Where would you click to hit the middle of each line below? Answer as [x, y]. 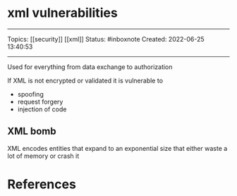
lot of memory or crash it [43, 156]
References [42, 184]
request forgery [40, 102]
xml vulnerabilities [62, 13]
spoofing [30, 94]
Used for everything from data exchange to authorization [90, 67]
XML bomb [32, 131]
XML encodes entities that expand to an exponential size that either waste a [117, 148]
